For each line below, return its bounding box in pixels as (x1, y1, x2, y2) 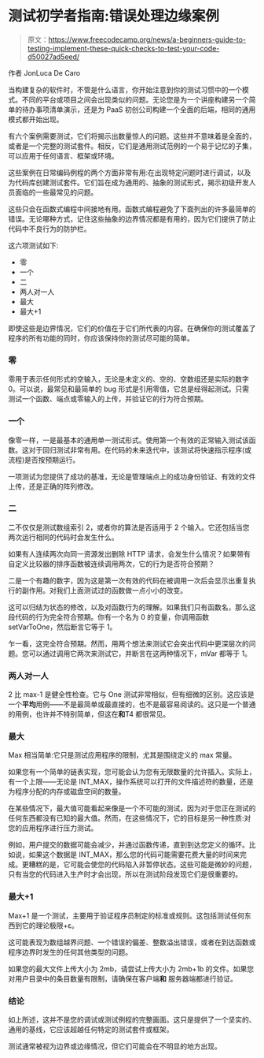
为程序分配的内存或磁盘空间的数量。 (8, 787, 126, 796)
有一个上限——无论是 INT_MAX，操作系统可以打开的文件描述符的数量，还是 (8, 777, 254, 787)
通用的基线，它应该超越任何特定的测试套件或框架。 (8, 1025, 174, 1034)
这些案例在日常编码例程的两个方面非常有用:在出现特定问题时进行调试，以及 (8, 167, 251, 177)
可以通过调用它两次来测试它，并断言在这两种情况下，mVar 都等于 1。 (28, 648, 252, 658)
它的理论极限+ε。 (21, 920, 79, 930)
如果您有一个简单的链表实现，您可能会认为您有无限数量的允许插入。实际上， (8, 767, 256, 777)
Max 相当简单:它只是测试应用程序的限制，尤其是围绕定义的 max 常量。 (8, 751, 236, 760)
